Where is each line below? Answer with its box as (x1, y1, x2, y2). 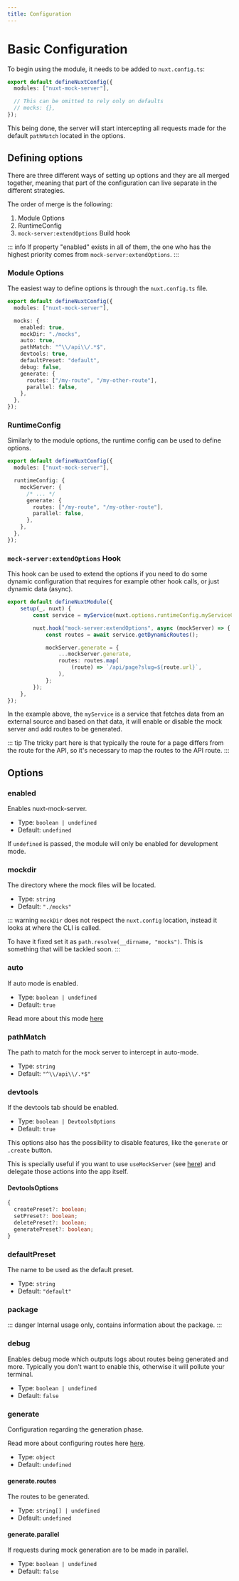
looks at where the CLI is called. (7, 924, 101, 932)
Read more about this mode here (7, 1014, 104, 1022)
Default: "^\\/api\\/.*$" (17, 1069, 91, 1078)
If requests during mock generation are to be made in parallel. (7, 1545, 188, 1555)
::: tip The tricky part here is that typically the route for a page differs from (7, 739, 224, 747)
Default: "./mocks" (17, 902, 72, 911)
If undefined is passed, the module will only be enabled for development (7, 840, 218, 848)
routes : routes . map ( (58, 657, 119, 665)
